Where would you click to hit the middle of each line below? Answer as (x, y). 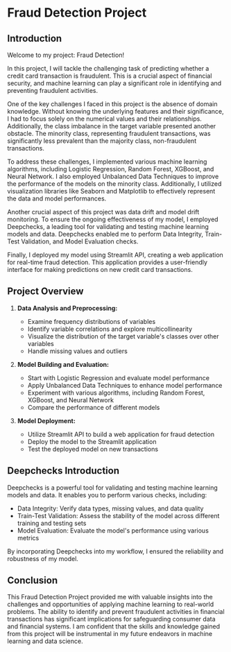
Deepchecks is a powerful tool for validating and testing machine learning (113, 488)
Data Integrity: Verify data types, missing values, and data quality (110, 508)
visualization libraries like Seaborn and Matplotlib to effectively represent (111, 191)
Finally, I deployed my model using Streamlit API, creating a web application (115, 255)
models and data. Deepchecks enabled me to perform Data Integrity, (105, 234)
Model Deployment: (46, 420)
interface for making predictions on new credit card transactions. (100, 269)
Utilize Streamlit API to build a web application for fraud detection (121, 434)
